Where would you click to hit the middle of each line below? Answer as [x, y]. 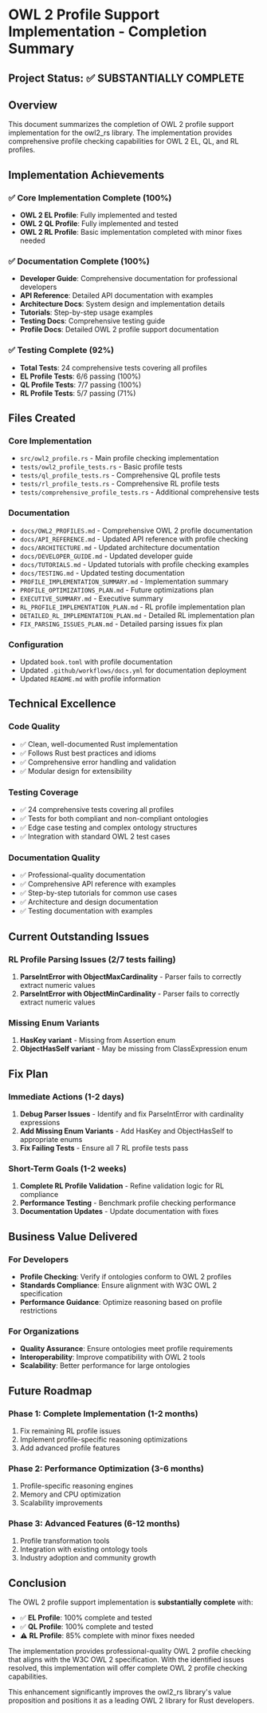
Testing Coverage [43, 792]
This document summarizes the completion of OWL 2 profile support [121, 125]
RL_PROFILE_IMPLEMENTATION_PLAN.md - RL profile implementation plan [132, 607]
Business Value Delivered [73, 1237]
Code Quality [34, 727]
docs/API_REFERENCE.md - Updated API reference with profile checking [134, 539]
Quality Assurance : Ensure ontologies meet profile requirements [126, 1349]
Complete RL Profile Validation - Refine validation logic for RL [122, 1186]
